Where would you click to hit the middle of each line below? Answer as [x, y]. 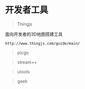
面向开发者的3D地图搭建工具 [34, 34]
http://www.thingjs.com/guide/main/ [42, 43]
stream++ [27, 62]
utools [24, 71]
